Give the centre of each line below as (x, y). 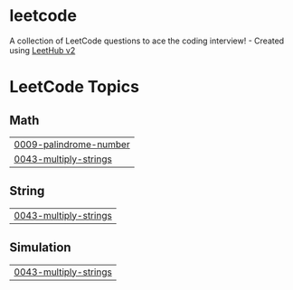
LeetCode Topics (75, 87)
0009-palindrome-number (72, 144)
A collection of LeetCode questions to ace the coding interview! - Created (147, 41)
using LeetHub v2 (43, 50)
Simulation (40, 248)
